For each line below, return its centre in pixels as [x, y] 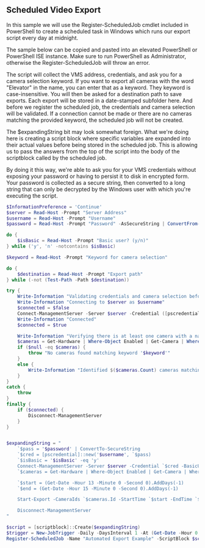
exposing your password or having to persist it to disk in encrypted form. [98, 176]
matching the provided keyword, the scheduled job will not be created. [95, 120]
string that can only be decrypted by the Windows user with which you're [99, 189]
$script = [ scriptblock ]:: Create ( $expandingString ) [73, 528]
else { [26, 364]
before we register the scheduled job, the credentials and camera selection [101, 107]
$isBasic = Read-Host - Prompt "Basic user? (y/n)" [83, 241]
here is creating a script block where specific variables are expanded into [99, 138]
